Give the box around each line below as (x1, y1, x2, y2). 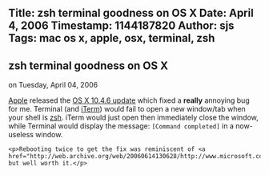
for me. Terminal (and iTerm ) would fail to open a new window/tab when (8, 104, 246, 114)
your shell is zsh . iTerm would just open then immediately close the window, (8, 112, 259, 123)
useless (8, 130, 34, 140)
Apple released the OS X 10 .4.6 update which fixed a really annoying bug (8, 96, 250, 105)
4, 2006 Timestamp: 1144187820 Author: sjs (8, 19, 235, 33)
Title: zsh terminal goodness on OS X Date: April (8, 6, 254, 20)
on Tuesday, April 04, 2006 (8, 80, 98, 90)
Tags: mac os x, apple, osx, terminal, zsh (8, 31, 215, 45)
